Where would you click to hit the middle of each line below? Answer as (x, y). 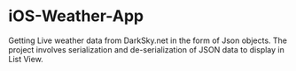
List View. (26, 59)
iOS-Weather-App (76, 16)
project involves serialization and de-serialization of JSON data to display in (146, 49)
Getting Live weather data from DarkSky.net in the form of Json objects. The (148, 40)
